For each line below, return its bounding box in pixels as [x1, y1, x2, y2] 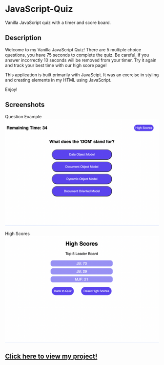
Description [5, 34, 41, 42]
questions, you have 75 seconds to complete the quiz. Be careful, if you [5, 52, 149, 58]
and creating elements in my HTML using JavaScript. [5, 77, 112, 83]
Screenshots [5, 101, 45, 109]
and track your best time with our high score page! [5, 62, 107, 68]
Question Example [5, 113, 42, 119]
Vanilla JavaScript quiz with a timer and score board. [5, 20, 111, 25]
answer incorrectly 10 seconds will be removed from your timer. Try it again [5, 57, 157, 63]
